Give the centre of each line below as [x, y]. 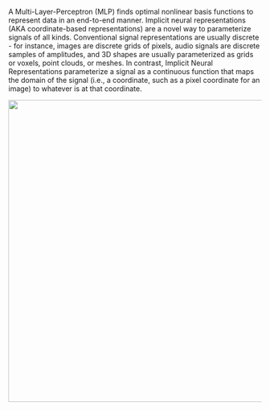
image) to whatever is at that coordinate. [75, 89]
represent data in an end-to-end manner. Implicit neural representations [127, 20]
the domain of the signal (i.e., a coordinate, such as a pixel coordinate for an [134, 80]
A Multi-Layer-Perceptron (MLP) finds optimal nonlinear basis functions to [131, 12]
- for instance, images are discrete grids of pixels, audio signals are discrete [134, 46]
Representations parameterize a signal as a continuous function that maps [131, 71]
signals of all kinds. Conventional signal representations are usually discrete [134, 37]
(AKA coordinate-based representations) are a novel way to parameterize [130, 29]
